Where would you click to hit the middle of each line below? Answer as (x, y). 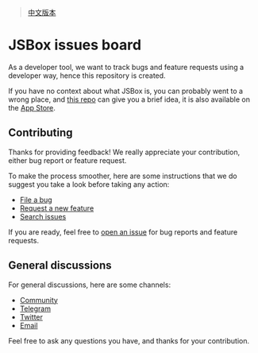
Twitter (31, 316)
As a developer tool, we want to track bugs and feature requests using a (126, 67)
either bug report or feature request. (67, 160)
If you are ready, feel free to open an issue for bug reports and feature (123, 232)
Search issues (43, 216)
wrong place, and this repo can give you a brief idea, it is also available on (129, 99)
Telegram (35, 308)
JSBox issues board (75, 45)
